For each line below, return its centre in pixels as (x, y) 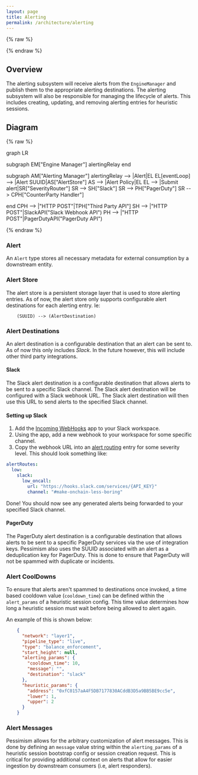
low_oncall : (36, 481)
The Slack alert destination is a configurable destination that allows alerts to (98, 383)
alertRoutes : (22, 464)
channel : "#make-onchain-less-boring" (75, 492)
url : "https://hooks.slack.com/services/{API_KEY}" (92, 486)
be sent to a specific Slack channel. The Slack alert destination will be (91, 389)
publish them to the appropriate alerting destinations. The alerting (86, 90)
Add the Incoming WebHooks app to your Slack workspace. (87, 428)
